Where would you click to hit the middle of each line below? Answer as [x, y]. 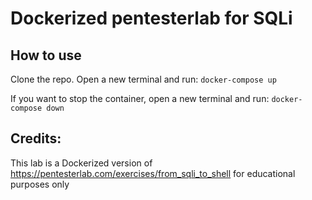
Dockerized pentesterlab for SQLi [151, 18]
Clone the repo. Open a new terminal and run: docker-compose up [143, 79]
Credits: [36, 138]
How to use [46, 55]
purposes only [40, 184]
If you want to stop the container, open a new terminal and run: [140, 98]
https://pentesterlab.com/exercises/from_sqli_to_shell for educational [153, 173]
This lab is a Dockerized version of [81, 163]
